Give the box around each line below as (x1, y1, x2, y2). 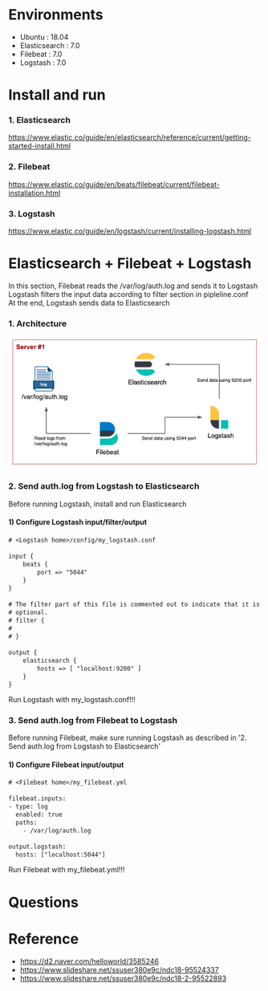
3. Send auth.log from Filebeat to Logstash (8, 714, 178, 725)
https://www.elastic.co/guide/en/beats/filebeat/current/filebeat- (8, 179, 221, 189)
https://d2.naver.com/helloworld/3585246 (19, 956, 159, 966)
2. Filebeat (8, 161, 51, 173)
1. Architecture (8, 318, 67, 329)
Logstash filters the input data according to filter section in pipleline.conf (8, 289, 249, 299)
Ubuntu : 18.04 (19, 32, 69, 42)
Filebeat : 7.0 (19, 49, 63, 59)
